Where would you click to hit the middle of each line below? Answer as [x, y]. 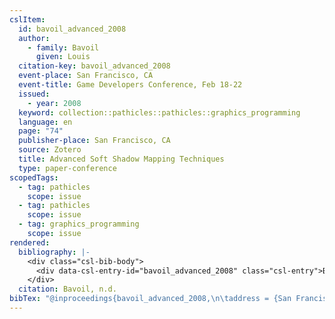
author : [34, 38]
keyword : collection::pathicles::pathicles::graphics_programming [159, 112]
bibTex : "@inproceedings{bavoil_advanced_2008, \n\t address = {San [150, 299]
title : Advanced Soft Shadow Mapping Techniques [121, 159]
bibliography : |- [54, 252]
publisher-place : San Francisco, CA [94, 141]
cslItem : [27, 19]
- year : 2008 [54, 103]
